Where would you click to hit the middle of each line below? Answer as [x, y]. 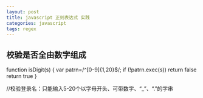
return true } [22, 76]
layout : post [23, 12]
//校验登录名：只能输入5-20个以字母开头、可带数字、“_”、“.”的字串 [90, 89]
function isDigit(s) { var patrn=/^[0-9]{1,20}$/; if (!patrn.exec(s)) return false [101, 70]
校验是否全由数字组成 [46, 55]
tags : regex [21, 29]
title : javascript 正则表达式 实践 [48, 18]
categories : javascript [36, 23]
